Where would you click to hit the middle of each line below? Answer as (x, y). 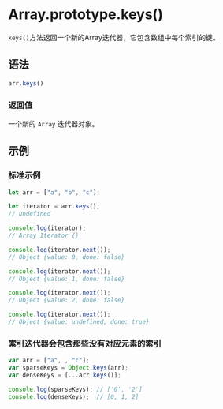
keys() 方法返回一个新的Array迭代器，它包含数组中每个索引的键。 (114, 37)
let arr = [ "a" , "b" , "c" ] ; (54, 192)
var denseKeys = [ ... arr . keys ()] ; (65, 375)
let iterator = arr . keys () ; (54, 207)
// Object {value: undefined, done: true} (79, 322)
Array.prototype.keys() (85, 15)
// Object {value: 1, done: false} (67, 279)
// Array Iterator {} (44, 236)
